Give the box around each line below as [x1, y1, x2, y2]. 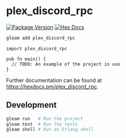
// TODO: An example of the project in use [11, 61, 120, 67]
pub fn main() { [6, 56, 46, 62]
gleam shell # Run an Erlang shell [6, 127, 94, 133]
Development [6, 100, 57, 110]
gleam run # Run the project [6, 116, 83, 121]
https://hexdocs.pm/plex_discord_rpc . [6, 83, 99, 90]
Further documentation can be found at [6, 77, 102, 84]
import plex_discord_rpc [6, 45, 67, 51]
